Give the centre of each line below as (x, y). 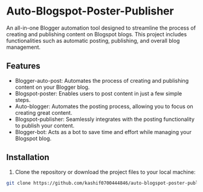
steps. (23, 100)
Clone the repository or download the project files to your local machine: (105, 172)
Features (23, 66)
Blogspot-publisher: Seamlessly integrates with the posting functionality (105, 119)
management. (24, 47)
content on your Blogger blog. (52, 87)
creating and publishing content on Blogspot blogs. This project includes (97, 34)
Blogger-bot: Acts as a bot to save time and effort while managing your (103, 132)
